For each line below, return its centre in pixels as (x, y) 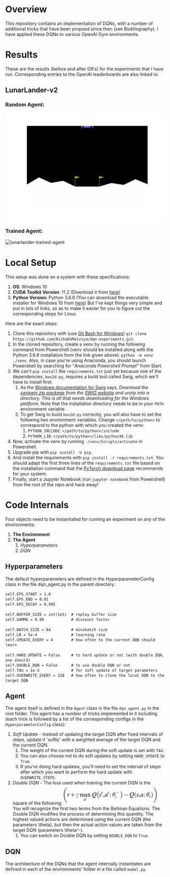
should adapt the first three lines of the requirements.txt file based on (86, 463)
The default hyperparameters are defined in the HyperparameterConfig (80, 579)
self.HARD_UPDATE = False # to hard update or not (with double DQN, (85, 655)
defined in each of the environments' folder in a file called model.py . (76, 869)
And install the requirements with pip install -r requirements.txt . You (88, 457)
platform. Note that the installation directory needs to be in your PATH (92, 403)
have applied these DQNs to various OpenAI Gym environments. (72, 34)
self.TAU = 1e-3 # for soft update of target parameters (81, 670)
